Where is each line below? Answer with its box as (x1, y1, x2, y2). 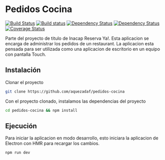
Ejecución (5, 122, 37, 130)
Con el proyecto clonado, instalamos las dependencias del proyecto (5, 98, 146, 104)
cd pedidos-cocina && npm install (5, 108, 78, 113)
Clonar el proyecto (5, 79, 44, 85)
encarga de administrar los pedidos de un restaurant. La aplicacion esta (5, 40, 154, 46)
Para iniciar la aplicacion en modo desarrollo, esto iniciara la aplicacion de (5, 135, 158, 141)
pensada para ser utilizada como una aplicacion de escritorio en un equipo (5, 46, 160, 52)
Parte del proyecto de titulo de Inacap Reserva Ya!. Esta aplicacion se (5, 35, 149, 41)
